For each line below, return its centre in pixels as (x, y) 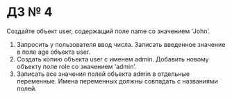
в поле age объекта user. (53, 52)
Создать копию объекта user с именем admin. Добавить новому (113, 59)
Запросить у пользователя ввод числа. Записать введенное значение (121, 44)
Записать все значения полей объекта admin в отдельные (103, 74)
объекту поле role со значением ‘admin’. (76, 66)
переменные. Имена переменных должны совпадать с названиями (117, 81)
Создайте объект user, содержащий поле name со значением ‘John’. (108, 31)
